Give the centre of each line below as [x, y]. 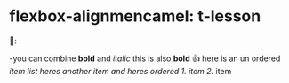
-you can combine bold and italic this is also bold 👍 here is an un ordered [145, 58]
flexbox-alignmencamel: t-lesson [135, 16]
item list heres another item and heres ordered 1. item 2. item [120, 71]
